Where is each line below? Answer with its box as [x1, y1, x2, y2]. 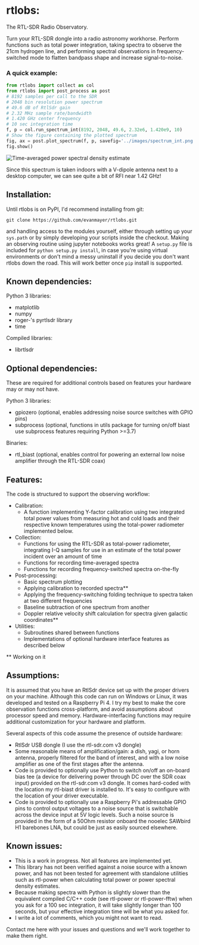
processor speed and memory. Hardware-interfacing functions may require [6, 711, 191, 719]
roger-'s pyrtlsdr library [14, 317, 73, 324]
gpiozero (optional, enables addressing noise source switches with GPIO [14, 409, 193, 416]
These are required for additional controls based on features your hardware [6, 379, 192, 386]
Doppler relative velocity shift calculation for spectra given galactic [23, 610, 188, 617]
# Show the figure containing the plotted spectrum [6, 133, 137, 139]
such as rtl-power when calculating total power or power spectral [14, 876, 176, 883]
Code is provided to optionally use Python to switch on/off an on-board [14, 766, 190, 774]
